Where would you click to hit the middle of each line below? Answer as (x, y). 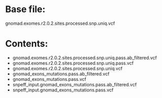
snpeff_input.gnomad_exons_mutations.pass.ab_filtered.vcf (74, 84)
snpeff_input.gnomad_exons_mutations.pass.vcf (63, 90)
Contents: (27, 44)
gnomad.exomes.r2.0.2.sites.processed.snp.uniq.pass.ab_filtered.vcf (85, 58)
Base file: (25, 9)
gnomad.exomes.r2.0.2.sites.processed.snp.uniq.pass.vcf (73, 63)
